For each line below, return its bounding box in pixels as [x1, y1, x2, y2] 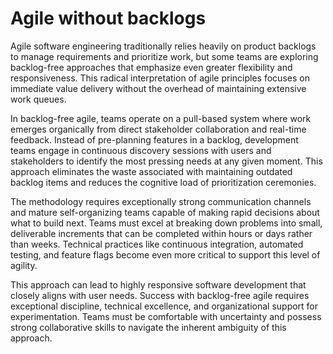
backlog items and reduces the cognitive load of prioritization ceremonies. [10, 176, 317, 188]
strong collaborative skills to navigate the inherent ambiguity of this [10, 321, 287, 333]
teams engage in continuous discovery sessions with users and [10, 144, 272, 156]
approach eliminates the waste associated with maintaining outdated [10, 165, 293, 177]
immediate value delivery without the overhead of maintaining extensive [10, 82, 307, 94]
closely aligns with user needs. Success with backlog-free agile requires [10, 289, 310, 301]
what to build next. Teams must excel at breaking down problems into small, [10, 217, 323, 229]
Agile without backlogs [10, 7, 207, 30]
